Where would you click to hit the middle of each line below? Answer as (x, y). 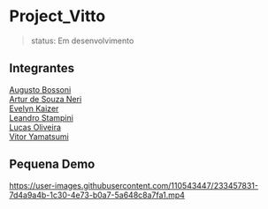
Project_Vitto (57, 16)
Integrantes (42, 68)
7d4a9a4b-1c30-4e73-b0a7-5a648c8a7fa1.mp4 (97, 195)
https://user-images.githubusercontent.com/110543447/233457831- (134, 185)
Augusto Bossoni (40, 89)
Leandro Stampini (41, 117)
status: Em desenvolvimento (82, 41)
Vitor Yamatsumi (39, 136)
